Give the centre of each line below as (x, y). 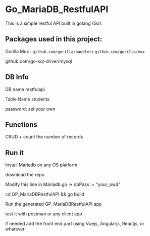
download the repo (25, 175)
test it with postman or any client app (44, 214)
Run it (15, 153)
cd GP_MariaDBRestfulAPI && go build (45, 194)
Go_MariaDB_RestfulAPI (57, 9)
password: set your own (30, 109)
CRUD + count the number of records (44, 137)
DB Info (17, 77)
